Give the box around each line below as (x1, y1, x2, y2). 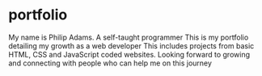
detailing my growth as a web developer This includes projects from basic (8, 40, 255, 50)
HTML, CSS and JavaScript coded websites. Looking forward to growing (8, 49, 251, 59)
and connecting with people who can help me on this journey (8, 58, 213, 68)
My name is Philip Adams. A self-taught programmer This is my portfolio (8, 32, 249, 42)
